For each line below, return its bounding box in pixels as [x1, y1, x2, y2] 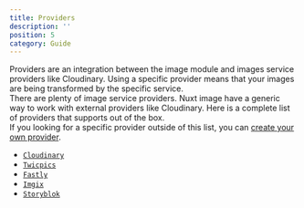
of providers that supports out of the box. [9, 112, 165, 123]
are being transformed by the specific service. [9, 83, 184, 94]
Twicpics [22, 161, 57, 170]
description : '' [9, 22, 71, 31]
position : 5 [9, 30, 55, 39]
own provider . [9, 131, 61, 142]
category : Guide [9, 38, 71, 48]
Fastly [22, 171, 48, 180]
